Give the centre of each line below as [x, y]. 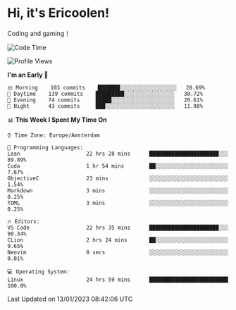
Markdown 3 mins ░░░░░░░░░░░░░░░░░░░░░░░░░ [118, 191]
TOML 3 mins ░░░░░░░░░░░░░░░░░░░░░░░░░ [118, 203]
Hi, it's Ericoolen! [58, 13]
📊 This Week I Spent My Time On [57, 119]
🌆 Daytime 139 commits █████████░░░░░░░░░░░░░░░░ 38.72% [105, 94]
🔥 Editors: [24, 221]
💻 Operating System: [39, 272]
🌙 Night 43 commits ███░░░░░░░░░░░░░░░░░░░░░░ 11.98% [105, 106]
